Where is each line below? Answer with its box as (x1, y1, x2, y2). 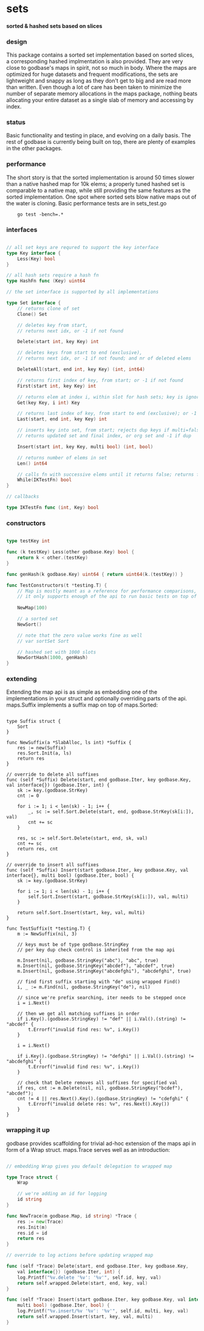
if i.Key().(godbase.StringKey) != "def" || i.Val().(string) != (17, 1016, 186, 1022)
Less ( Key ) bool (17, 256, 56, 262)
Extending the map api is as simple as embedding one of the (6, 688, 158, 696)
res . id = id (17, 1230, 47, 1236)
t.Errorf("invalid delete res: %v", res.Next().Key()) (28, 1101, 170, 1107)
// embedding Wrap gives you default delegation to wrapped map (6, 1163, 172, 1169)
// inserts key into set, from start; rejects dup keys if (17, 427, 170, 433)
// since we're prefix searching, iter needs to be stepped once (17, 995, 186, 1001)
